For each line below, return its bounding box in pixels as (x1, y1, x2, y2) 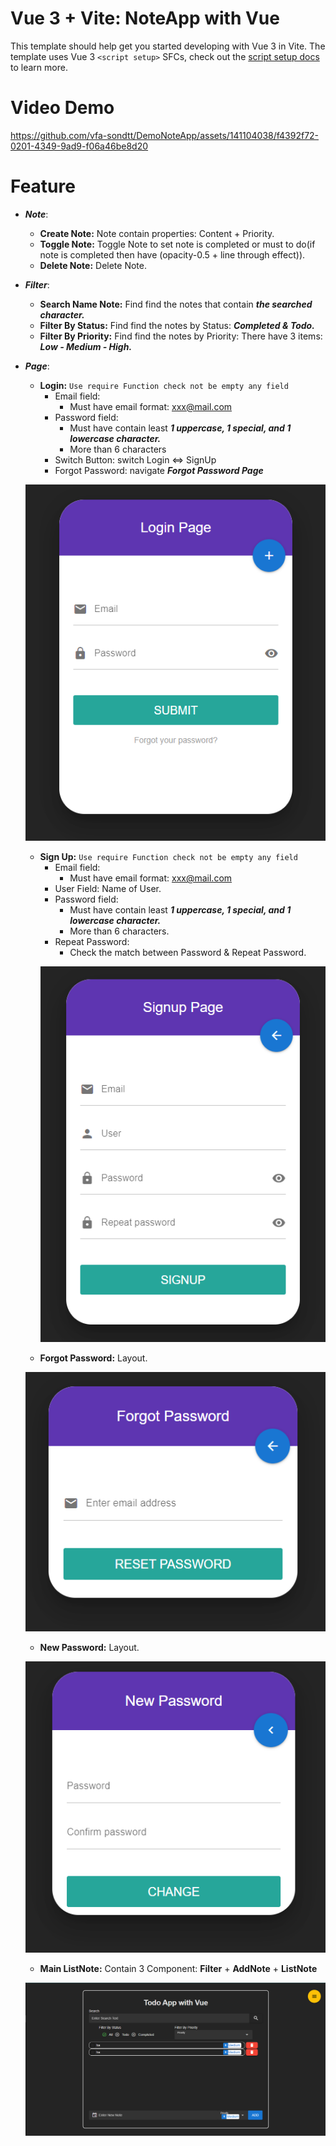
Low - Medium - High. (39, 340, 133, 352)
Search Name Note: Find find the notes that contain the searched (39, 298, 313, 310)
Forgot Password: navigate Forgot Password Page (54, 464, 264, 476)
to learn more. (10, 61, 68, 73)
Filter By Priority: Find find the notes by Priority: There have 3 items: (39, 330, 323, 342)
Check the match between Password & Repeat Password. (69, 947, 307, 959)
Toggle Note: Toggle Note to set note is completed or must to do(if (39, 238, 316, 250)
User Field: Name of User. (54, 883, 162, 895)
